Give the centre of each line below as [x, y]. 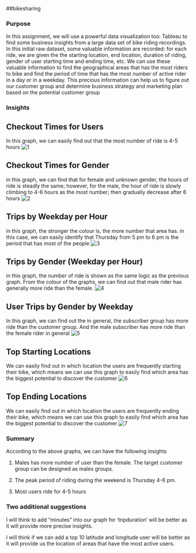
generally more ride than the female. [50, 288]
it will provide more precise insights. [49, 526]
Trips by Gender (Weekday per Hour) [75, 262]
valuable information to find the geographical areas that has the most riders [97, 67]
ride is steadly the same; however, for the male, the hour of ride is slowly [94, 186]
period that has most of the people [48, 243]
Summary [20, 438]
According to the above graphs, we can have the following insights [86, 452]
